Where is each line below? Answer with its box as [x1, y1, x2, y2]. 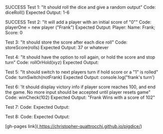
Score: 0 [5, 30, 23, 35]
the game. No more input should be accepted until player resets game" [5, 89, 151, 95]
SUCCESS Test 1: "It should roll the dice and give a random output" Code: [5, 4, 156, 10]
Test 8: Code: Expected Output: [5, 114, 70, 120]
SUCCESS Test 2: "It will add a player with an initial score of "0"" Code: [5, 19, 152, 25]
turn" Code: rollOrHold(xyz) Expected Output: [5, 60, 99, 65]
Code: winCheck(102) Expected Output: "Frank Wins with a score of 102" [5, 94, 156, 100]
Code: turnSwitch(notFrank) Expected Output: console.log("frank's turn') [5, 74, 155, 80]
